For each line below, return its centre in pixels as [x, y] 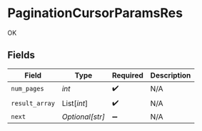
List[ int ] [75, 103]
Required [128, 75]
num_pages [27, 89]
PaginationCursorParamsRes [95, 13]
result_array [33, 104]
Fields [21, 55]
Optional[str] [84, 117]
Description [171, 75]
